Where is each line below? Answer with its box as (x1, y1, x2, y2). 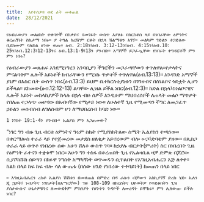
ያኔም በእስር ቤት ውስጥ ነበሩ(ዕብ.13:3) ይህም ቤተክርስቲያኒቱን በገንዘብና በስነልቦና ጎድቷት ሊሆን (6, 77, 199, 84)
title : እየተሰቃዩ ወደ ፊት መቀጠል (6, 9, 79, 15)
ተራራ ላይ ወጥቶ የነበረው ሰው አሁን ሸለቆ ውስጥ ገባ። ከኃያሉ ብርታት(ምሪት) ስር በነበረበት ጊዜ (6, 141, 195, 149)
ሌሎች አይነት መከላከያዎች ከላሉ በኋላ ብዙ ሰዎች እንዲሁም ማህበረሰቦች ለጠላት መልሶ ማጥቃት (6, 91, 197, 99)
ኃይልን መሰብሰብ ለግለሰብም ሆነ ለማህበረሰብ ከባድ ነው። (6, 105, 120, 112)
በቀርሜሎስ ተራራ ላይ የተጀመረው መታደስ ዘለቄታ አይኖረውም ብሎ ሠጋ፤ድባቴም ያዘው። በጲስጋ (6, 135, 197, 142)
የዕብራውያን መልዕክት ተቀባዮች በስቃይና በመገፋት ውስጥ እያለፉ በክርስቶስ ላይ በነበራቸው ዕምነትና (6, 31, 188, 37)
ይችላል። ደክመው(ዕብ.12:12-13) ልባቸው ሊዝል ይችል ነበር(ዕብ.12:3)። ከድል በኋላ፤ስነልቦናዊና (6, 84, 194, 92)
